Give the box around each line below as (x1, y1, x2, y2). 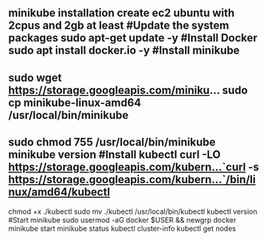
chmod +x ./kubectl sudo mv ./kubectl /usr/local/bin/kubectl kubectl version (8, 207, 257, 216)
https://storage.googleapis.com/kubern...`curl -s (8, 160, 260, 174)
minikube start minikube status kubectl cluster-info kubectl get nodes (8, 223, 237, 233)
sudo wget (8, 71, 62, 85)
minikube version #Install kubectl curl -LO (8, 148, 221, 162)
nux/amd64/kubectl (8, 185, 110, 199)
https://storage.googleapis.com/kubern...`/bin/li (8, 173, 257, 187)
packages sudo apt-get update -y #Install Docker (8, 31, 257, 45)
